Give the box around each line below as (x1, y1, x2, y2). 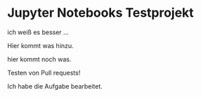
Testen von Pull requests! (7, 68, 81, 77)
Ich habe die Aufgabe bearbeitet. (7, 82, 103, 90)
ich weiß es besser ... (7, 28, 69, 36)
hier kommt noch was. (7, 54, 72, 64)
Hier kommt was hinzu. (7, 41, 74, 50)
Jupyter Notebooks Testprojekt (7, 5, 195, 21)
